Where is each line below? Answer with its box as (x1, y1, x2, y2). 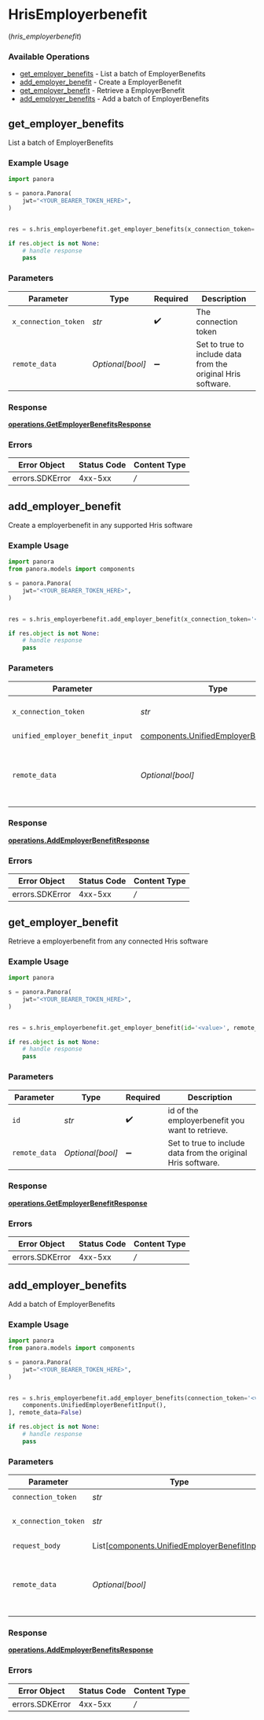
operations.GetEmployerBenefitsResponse (8, 419, 152, 429)
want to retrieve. (167, 1124, 229, 1135)
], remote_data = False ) (8, 1408, 82, 1417)
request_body (12, 1541, 61, 1550)
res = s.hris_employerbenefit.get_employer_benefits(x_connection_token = (8, 225, 255, 233)
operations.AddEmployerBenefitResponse (8, 836, 150, 845)
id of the (167, 1105, 199, 1116)
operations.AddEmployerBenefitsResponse (8, 1645, 154, 1655)
